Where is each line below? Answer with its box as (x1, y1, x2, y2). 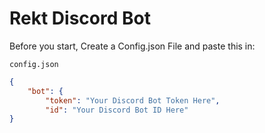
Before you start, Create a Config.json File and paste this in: (9, 40, 256, 52)
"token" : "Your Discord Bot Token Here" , (45, 95, 221, 106)
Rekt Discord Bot (9, 7, 151, 30)
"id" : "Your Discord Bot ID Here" (45, 105, 189, 115)
